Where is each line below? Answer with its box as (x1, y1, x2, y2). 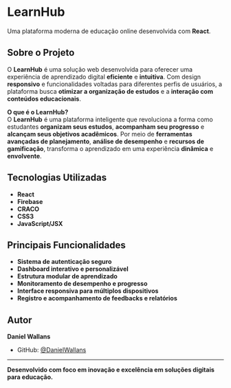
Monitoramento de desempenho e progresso (16, 280, 148, 288)
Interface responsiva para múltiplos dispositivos (16, 287, 159, 295)
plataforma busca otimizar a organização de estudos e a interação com (7, 87, 213, 95)
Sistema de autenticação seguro (16, 258, 112, 266)
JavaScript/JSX (16, 219, 63, 227)
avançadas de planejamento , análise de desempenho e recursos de (7, 137, 205, 145)
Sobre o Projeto (7, 47, 75, 59)
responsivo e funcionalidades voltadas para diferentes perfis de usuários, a (7, 80, 222, 88)
